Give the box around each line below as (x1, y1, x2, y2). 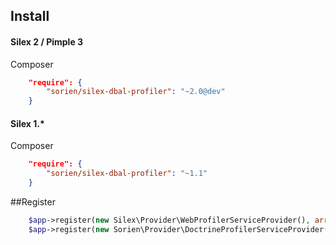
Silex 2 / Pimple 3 (10, 35, 84, 48)
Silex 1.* (10, 117, 45, 129)
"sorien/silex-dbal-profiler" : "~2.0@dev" (46, 87, 226, 97)
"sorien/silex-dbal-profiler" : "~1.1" (46, 169, 208, 179)
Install (10, 8, 50, 25)
